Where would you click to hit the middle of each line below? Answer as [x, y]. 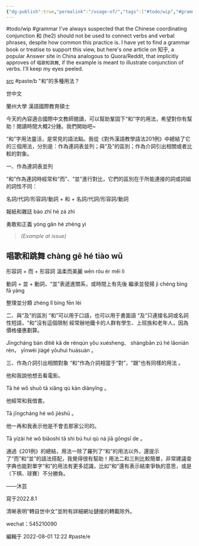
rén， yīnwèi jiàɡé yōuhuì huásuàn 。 [51, 350]
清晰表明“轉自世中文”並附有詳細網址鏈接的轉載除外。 [71, 512]
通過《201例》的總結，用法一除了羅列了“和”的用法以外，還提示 [83, 451]
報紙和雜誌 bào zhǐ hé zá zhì [41, 211]
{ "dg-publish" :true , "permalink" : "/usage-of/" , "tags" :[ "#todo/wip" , [91, 12]
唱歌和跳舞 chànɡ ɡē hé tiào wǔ [65, 256]
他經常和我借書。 [27, 401]
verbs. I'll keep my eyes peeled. [45, 68]
